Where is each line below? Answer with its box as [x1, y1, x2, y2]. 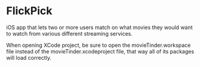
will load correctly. [6, 54, 52, 61]
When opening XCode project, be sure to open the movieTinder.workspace [6, 42, 191, 49]
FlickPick [6, 4, 53, 18]
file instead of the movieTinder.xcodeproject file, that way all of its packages [6, 47, 195, 55]
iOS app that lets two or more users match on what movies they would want [6, 24, 193, 31]
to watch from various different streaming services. [6, 30, 133, 37]
